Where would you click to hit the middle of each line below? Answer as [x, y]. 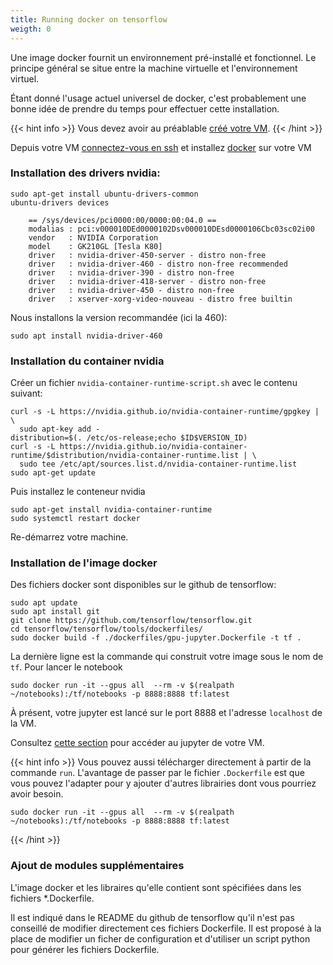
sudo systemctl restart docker [75, 519]
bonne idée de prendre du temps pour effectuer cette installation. [145, 108]
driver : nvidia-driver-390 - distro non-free [131, 272]
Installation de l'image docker [84, 563]
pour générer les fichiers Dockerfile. [85, 949]
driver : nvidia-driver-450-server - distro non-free [147, 255]
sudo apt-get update [53, 473]
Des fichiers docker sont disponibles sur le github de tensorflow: [143, 585]
